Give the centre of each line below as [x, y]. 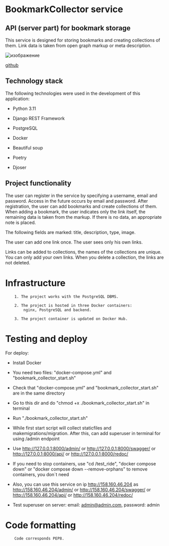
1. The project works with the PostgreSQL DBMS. [67, 297]
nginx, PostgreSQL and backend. [58, 310]
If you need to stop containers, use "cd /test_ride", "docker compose [84, 463]
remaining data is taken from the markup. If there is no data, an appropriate [83, 217]
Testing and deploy [46, 339]
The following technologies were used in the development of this [73, 93]
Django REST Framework [38, 118]
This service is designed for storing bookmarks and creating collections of [83, 40]
